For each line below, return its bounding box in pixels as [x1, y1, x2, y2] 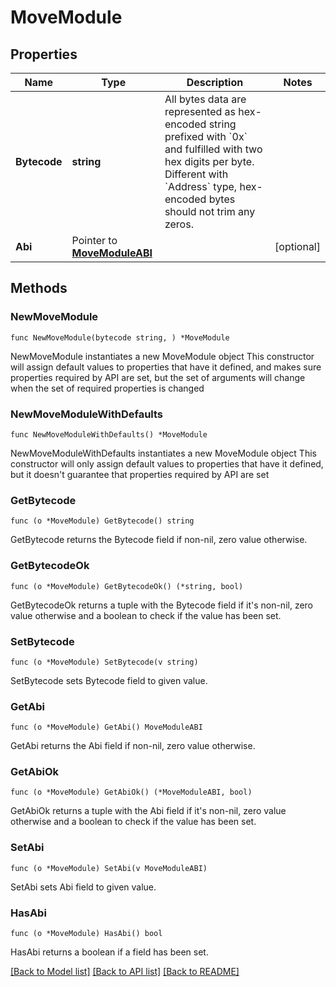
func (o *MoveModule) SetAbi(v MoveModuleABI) [10, 863, 208, 873]
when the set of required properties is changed [10, 382, 205, 394]
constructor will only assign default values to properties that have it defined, [10, 457, 324, 470]
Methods [10, 280, 68, 297]
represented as [164, 105, 237, 118]
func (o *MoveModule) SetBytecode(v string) [10, 657, 199, 667]
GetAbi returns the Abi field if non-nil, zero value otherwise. [10, 740, 256, 752]
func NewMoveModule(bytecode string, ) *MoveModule [10, 332, 230, 343]
